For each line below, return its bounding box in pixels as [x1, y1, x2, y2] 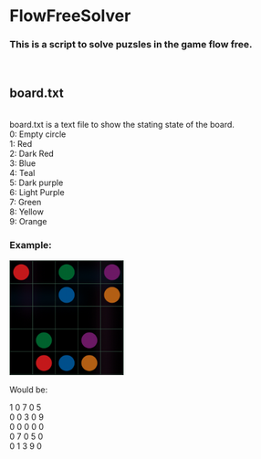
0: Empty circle [9, 129, 67, 140]
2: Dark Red [9, 148, 55, 160]
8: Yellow [9, 206, 44, 217]
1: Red [9, 139, 33, 150]
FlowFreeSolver [9, 5, 131, 26]
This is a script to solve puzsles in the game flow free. [9, 38, 253, 51]
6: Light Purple [9, 187, 66, 198]
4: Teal [9, 168, 36, 179]
